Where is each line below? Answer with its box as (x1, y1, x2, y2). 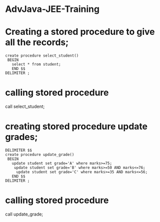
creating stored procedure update (5, 121, 148, 132)
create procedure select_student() (5, 53, 79, 58)
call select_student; (5, 103, 45, 110)
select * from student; (11, 62, 61, 67)
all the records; (5, 37, 69, 48)
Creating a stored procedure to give (5, 26, 155, 38)
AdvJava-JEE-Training (5, 3, 100, 15)
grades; (5, 132, 38, 143)
